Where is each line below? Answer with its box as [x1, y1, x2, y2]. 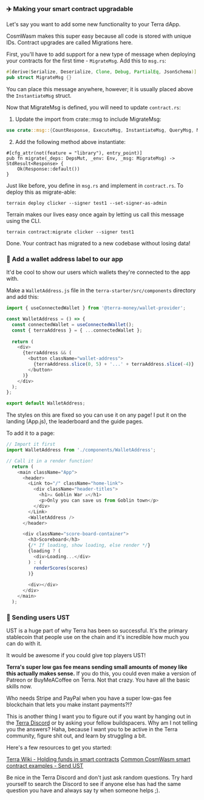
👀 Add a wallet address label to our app [6, 255, 123, 263]
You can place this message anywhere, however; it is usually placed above [6, 86, 193, 93]
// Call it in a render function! [6, 457, 94, 464]
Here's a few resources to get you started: [6, 744, 112, 751]
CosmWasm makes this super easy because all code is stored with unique [6, 32, 192, 40]
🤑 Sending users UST [6, 613, 70, 621]
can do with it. [6, 640, 42, 648]
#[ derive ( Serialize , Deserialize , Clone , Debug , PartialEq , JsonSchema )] [6, 69, 197, 75]
